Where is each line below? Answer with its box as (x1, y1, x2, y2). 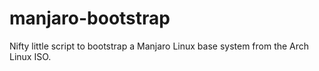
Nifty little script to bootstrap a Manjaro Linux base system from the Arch (9, 40, 310, 52)
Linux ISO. (9, 50, 52, 62)
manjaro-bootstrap (9, 7, 171, 30)
